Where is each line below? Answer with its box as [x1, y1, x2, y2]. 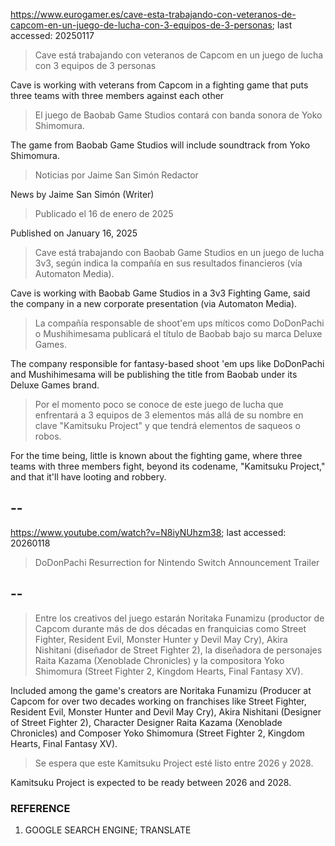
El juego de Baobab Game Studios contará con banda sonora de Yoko [34, 109, 323, 121]
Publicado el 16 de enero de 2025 [34, 208, 174, 219]
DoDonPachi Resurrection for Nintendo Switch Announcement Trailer [34, 556, 320, 568]
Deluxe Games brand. [10, 379, 100, 391]
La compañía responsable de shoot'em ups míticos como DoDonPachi [34, 317, 325, 329]
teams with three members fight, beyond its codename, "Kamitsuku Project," [10, 460, 326, 472]
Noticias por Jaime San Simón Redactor [34, 169, 199, 181]
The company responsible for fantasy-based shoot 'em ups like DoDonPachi [10, 358, 325, 369]
